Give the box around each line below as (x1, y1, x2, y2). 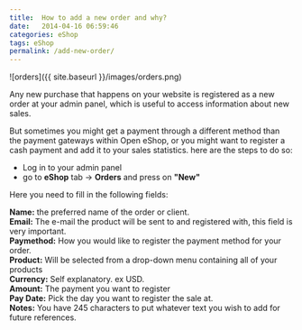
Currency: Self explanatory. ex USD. (9, 274, 145, 285)
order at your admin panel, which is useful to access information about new (9, 98, 290, 109)
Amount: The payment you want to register (9, 283, 171, 294)
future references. (9, 312, 77, 323)
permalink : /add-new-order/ (9, 47, 115, 56)
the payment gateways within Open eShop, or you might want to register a (9, 135, 286, 146)
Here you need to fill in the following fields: (9, 189, 169, 200)
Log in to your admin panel (22, 162, 123, 173)
